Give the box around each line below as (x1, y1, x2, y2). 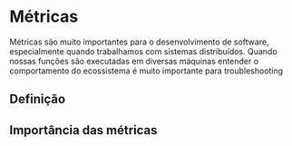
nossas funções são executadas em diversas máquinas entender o (9, 55, 259, 66)
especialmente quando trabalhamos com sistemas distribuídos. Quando (9, 45, 278, 56)
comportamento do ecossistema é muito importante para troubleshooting (9, 65, 284, 76)
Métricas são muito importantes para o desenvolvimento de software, (9, 36, 269, 47)
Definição (9, 92, 66, 107)
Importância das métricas (9, 122, 158, 138)
